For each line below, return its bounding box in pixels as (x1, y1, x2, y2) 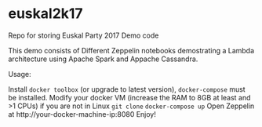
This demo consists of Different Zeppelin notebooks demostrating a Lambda (8, 45, 255, 55)
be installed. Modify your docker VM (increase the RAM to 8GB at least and (8, 93, 251, 102)
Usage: (8, 69, 31, 78)
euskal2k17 (8, 5, 84, 23)
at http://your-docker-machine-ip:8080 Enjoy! (8, 109, 157, 118)
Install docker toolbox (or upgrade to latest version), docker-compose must (8, 84, 246, 94)
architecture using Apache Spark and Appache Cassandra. (8, 54, 198, 63)
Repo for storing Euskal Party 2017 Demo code (8, 31, 159, 40)
